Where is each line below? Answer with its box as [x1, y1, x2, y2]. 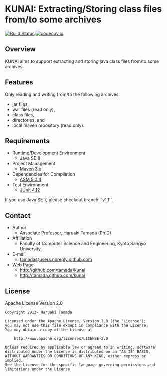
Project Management [12, 161, 56, 167]
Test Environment [12, 182, 49, 188]
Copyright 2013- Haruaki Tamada [5, 310, 72, 315]
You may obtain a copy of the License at [5, 327, 93, 332]
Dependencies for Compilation [12, 171, 76, 177]
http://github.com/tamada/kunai [19, 267, 86, 273]
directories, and [12, 117, 45, 123]
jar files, [12, 101, 29, 107]
